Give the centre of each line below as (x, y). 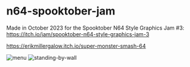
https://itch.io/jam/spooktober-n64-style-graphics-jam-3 (78, 34)
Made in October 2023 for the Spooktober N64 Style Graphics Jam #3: (95, 28)
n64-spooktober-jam (61, 11)
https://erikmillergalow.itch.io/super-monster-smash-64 (76, 46)
